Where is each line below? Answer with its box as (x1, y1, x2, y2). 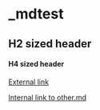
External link (8, 77, 50, 87)
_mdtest (8, 5, 64, 23)
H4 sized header (8, 59, 65, 69)
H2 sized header (8, 37, 92, 51)
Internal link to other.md (8, 92, 86, 102)
